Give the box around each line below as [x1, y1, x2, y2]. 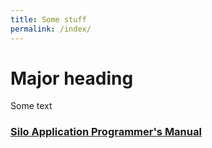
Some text [10, 100, 53, 112]
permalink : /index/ [10, 24, 92, 34]
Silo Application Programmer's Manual [10, 125, 202, 139]
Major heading [10, 67, 134, 90]
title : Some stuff [10, 14, 87, 25]
